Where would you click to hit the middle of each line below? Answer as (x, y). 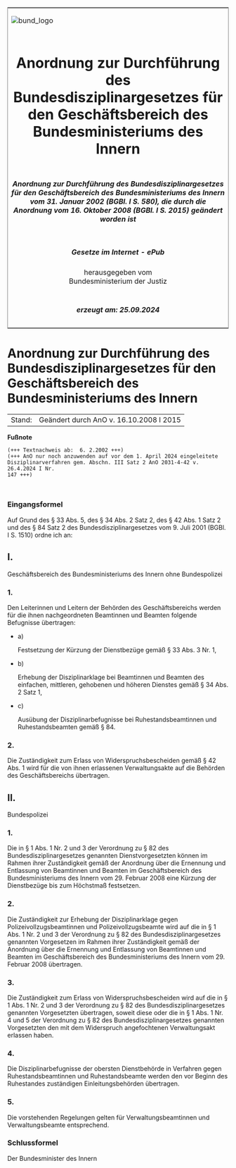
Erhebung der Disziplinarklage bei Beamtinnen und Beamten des (111, 677)
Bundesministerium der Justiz (118, 281)
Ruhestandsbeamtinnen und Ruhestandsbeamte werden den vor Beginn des (118, 1076)
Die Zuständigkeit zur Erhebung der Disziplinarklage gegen (93, 919)
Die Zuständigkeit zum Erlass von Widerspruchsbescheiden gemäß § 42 (112, 761)
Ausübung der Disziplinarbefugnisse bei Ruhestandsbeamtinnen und (117, 719)
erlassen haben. (31, 1035)
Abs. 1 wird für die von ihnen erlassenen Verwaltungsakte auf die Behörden (116, 768)
